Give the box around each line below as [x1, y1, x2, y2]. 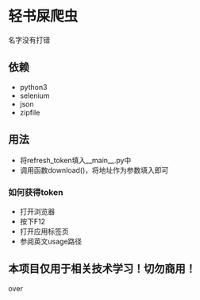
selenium [19, 91, 50, 100]
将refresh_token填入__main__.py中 [19, 155, 132, 165]
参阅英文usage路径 [19, 236, 83, 246]
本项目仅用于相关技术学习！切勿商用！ [8, 262, 196, 275]
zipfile [19, 107, 40, 117]
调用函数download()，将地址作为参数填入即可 [19, 165, 169, 175]
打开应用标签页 [19, 226, 69, 236]
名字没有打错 [8, 35, 50, 45]
